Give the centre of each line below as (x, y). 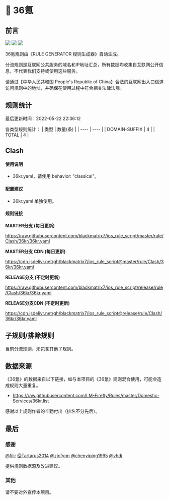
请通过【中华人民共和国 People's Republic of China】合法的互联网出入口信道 (84, 82)
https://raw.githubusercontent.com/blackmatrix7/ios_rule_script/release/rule (84, 287)
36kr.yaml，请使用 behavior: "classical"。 (56, 176)
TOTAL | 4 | (17, 135)
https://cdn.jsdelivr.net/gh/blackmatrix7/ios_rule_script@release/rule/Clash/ (84, 313)
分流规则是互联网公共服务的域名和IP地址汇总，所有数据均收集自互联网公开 (82, 65)
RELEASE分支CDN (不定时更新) (38, 303)
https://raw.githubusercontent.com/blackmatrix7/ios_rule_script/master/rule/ (84, 235)
